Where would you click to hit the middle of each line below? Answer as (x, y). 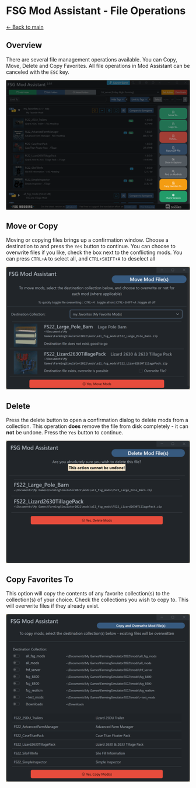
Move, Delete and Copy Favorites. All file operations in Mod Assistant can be (98, 66)
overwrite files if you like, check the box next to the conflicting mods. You (94, 252)
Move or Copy (32, 226)
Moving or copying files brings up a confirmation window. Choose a (87, 240)
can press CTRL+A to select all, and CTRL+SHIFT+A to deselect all (81, 259)
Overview (24, 45)
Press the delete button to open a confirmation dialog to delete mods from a (97, 420)
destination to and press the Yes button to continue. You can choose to (91, 246)
